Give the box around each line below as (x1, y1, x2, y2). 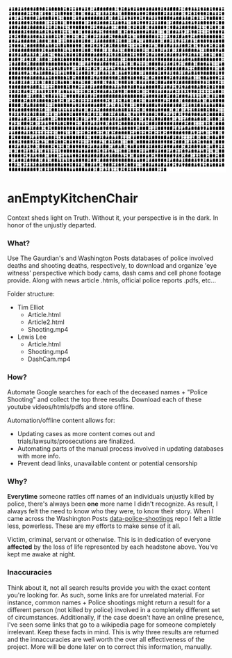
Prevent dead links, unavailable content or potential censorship (17, 459, 198, 467)
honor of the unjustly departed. (7, 220, 97, 229)
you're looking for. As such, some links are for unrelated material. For (7, 591, 205, 599)
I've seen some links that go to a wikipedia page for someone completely (7, 620, 217, 629)
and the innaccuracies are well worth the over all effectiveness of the (7, 635, 205, 643)
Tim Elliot (17, 303, 44, 311)
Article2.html (27, 318, 65, 326)
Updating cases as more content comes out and (17, 430, 155, 438)
